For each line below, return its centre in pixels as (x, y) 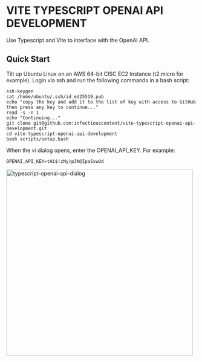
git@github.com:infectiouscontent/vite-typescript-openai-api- (115, 123)
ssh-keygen (20, 91)
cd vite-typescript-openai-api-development (62, 134)
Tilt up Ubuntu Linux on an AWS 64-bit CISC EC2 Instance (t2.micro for (95, 74)
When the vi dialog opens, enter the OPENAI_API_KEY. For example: (91, 150)
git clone (19, 123)
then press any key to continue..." (52, 107)
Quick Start (28, 59)
